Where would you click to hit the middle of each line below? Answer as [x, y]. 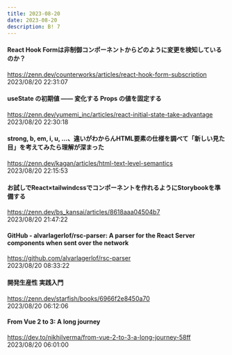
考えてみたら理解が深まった [65, 148]
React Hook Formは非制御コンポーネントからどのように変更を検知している [115, 49]
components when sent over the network [68, 243]
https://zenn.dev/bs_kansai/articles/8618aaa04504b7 [84, 212]
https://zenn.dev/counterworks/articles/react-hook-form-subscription [107, 74]
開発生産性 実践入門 [35, 282]
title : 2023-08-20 [34, 14]
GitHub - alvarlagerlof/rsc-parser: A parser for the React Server [101, 235]
